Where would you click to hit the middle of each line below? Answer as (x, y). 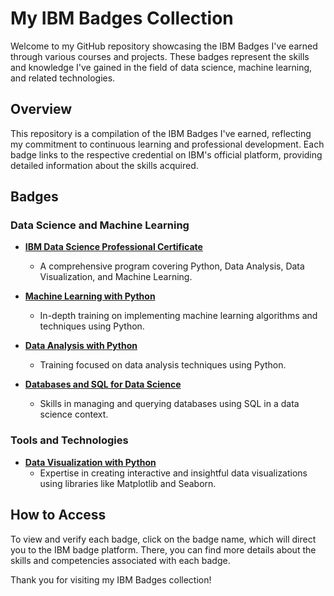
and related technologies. (63, 78)
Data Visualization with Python (90, 462)
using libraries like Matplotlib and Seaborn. (128, 483)
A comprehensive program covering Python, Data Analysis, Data (172, 266)
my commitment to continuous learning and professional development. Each (167, 144)
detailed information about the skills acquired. (104, 165)
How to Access (58, 515)
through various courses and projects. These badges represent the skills (160, 56)
